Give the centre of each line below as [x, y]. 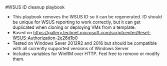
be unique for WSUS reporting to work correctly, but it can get [76, 22]
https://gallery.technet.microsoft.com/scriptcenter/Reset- [92, 33]
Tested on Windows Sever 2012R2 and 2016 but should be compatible [84, 43]
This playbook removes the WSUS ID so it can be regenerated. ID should [87, 17]
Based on [22, 33]
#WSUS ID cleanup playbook [35, 7]
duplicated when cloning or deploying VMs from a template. [74, 27]
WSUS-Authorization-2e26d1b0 [45, 38]
